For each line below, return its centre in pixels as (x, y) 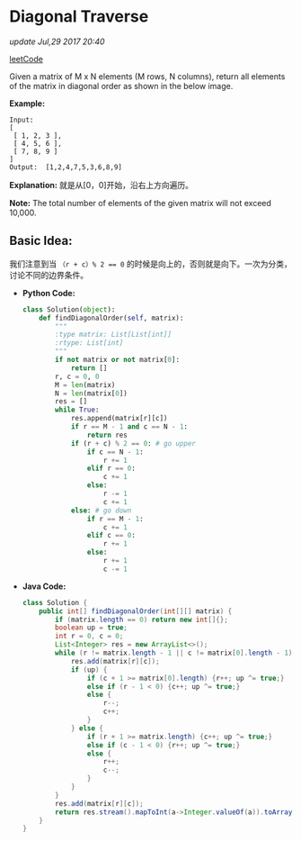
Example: (27, 103)
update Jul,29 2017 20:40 (57, 41)
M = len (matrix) (85, 384)
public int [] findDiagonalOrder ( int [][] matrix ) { (136, 611)
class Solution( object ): (69, 309)
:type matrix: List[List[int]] (114, 335)
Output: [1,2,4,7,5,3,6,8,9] (66, 167)
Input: (22, 120)
